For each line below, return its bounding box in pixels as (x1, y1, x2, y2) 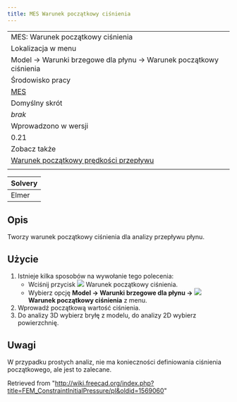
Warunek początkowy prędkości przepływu (11, 155, 154, 165)
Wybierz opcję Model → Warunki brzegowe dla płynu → (28, 288, 193, 297)
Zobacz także (11, 144, 56, 154)
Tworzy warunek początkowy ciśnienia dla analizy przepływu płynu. (7, 233, 205, 241)
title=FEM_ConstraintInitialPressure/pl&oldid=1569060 (7, 386, 164, 395)
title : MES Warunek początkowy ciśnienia (7, 10, 131, 18)
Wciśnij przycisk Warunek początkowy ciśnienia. (28, 280, 178, 289)
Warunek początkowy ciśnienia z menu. (28, 296, 147, 305)
